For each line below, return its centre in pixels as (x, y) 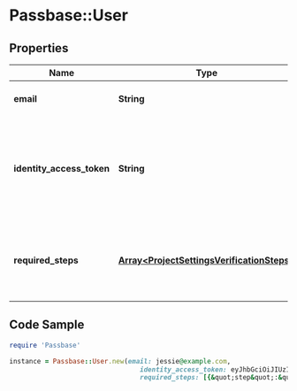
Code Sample (47, 325)
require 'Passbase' (45, 345)
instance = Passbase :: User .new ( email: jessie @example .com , (120, 361)
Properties (39, 48)
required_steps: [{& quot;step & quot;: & (211, 378)
